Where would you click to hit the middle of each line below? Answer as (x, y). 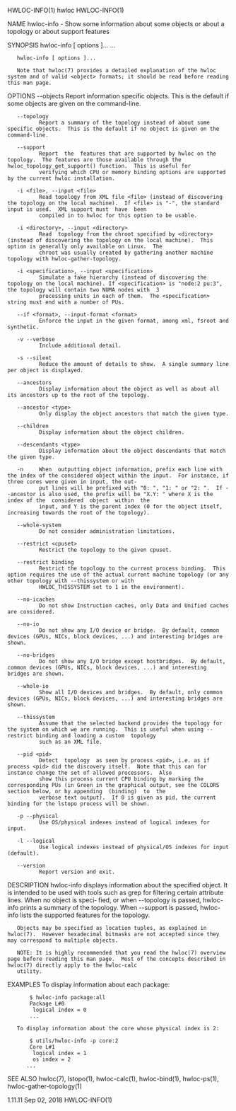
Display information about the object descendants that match (132, 451)
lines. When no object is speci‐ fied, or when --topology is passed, (104, 900)
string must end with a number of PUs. (66, 302)
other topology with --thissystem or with (71, 581)
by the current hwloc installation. (61, 178)
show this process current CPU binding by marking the (121, 779)
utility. (29, 972)
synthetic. (23, 327)
